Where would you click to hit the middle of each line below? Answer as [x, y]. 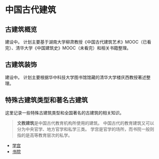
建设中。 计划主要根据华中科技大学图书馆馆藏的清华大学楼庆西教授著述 [76, 77]
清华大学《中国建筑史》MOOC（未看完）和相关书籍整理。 [73, 48]
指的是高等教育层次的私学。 [45, 135]
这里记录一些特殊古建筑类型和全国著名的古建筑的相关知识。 [64, 112]
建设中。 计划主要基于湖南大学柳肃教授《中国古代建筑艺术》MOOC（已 [76, 42]
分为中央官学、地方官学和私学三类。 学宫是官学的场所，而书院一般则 [85, 129]
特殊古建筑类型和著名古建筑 [47, 100]
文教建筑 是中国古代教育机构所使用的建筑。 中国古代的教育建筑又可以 [85, 123]
